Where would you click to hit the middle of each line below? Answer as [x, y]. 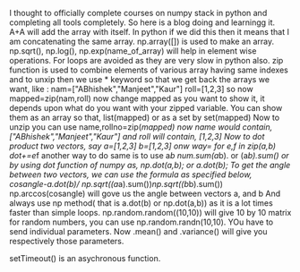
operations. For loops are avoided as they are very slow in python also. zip [146, 60]
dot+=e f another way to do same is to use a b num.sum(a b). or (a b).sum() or [149, 155]
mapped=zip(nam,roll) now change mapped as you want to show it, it [137, 98]
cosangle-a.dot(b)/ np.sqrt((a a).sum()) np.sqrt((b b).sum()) [116, 184]
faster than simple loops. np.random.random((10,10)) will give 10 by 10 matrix [150, 212]
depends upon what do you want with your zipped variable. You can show [146, 108]
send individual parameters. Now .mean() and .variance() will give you [138, 231]
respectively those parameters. [67, 241]
